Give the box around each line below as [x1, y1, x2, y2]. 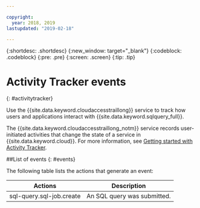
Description [111, 182, 146, 190]
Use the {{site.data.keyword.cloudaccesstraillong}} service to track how [6, 106, 186, 114]
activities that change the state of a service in [27, 131, 141, 138]
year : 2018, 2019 [11, 19, 56, 26]
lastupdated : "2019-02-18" [6, 25, 74, 31]
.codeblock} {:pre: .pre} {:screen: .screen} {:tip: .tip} [6, 54, 136, 61]
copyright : [6, 14, 34, 20]
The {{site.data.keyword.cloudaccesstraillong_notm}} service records [6, 125, 179, 132]
